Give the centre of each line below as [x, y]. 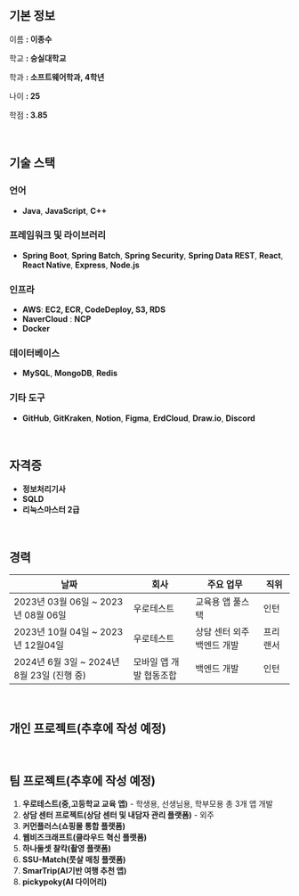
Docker [36, 329]
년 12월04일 [39, 645]
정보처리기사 [44, 489]
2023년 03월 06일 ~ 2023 [69, 602]
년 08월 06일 [40, 615]
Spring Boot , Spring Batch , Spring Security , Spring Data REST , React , [153, 255]
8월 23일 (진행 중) [50, 676]
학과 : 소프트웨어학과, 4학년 [57, 77]
